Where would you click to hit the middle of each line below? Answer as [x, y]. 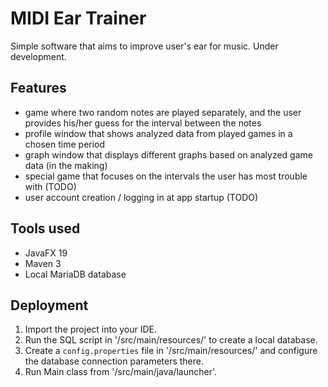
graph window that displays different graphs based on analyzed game [168, 154]
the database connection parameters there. [114, 361]
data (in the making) [66, 165]
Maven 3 [43, 263]
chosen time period [65, 144]
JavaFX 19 [46, 253]
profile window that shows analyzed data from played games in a [158, 133]
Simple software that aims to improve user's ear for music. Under [144, 46]
